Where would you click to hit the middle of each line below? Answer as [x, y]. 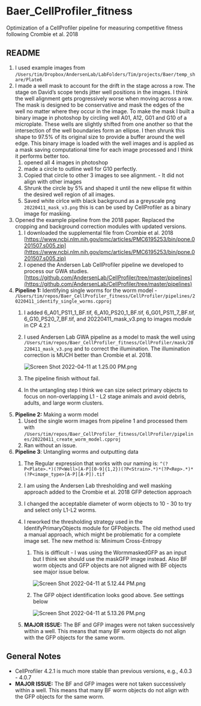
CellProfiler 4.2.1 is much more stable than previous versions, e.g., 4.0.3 [103, 671]
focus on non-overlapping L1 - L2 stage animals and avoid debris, [105, 396]
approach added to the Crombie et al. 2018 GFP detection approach [108, 492]
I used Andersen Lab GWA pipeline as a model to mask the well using [109, 337]
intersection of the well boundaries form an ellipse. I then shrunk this [100, 130]
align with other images [53, 181]
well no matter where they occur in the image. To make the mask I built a [105, 111]
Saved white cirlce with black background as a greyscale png [100, 200]
